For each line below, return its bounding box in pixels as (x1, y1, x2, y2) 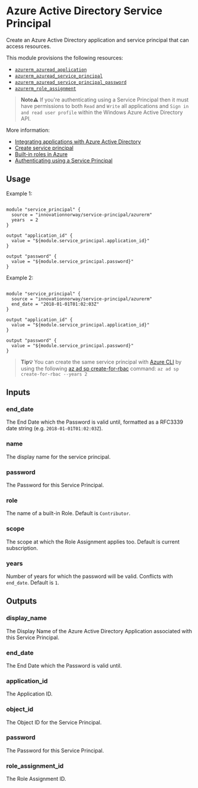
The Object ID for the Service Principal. (6, 719, 102, 726)
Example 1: (6, 190, 33, 197)
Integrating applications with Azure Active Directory (14, 138, 141, 145)
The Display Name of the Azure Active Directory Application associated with (6, 627, 193, 634)
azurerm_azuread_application (14, 66, 87, 72)
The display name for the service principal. (6, 453, 111, 460)
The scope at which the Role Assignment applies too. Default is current (6, 538, 180, 545)
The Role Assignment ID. (6, 776, 66, 783)
